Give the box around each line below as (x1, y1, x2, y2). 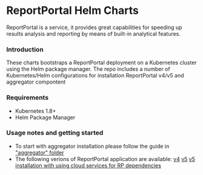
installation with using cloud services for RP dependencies (15, 162, 162, 169)
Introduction (6, 45, 44, 53)
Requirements (6, 93, 49, 102)
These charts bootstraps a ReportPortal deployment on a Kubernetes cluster (6, 59, 197, 67)
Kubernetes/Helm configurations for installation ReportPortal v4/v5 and (6, 72, 184, 79)
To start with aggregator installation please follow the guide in (15, 142, 170, 150)
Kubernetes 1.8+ (15, 107, 56, 114)
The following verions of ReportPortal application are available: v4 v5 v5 (15, 155, 196, 162)
